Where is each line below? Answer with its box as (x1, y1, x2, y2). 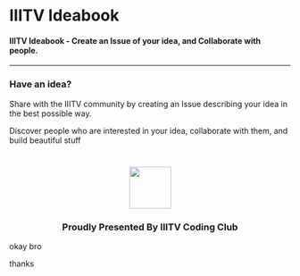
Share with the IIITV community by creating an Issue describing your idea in (9, 98, 288, 109)
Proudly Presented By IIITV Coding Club (62, 221, 238, 233)
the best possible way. (9, 108, 92, 119)
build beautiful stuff (9, 135, 81, 146)
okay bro (9, 241, 42, 252)
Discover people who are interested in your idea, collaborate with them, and (9, 125, 288, 136)
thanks (9, 258, 35, 269)
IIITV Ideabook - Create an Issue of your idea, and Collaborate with (9, 35, 262, 46)
